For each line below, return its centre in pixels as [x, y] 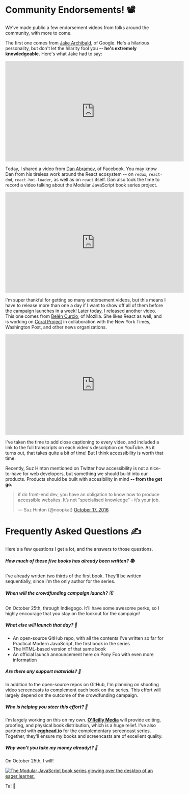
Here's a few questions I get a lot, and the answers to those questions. [79, 549]
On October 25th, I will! [30, 761]
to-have [13, 474]
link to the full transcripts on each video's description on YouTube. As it [80, 447]
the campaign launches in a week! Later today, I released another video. [81, 311]
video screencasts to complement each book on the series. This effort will [83, 690]
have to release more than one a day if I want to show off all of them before [84, 305]
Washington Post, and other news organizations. [56, 327]
